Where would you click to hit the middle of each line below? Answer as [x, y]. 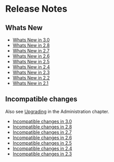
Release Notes [36, 9]
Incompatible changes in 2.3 [42, 154]
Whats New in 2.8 [31, 45]
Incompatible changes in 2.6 [42, 138]
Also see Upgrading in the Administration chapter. [57, 111]
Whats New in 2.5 [31, 61]
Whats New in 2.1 [31, 83]
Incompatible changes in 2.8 [42, 127]
